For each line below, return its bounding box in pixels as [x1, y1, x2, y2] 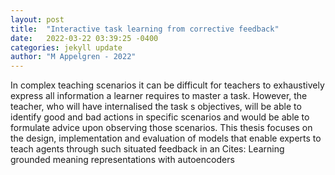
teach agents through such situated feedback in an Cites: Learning [10, 143, 285, 155]
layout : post [10, 14, 65, 25]
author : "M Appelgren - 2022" [10, 52, 137, 62]
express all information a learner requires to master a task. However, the [10, 90, 308, 102]
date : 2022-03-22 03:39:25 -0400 [10, 33, 159, 43]
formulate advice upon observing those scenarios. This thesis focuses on [10, 122, 313, 134]
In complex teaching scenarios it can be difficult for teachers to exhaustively [10, 79, 325, 91]
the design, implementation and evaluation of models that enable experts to [10, 132, 322, 145]
